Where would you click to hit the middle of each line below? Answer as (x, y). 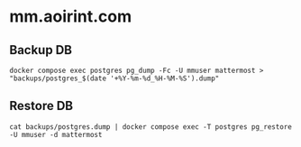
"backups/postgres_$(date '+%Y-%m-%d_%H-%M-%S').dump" (114, 78)
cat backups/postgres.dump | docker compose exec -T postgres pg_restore (151, 127)
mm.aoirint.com (71, 17)
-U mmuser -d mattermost (56, 134)
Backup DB (41, 50)
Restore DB (41, 106)
